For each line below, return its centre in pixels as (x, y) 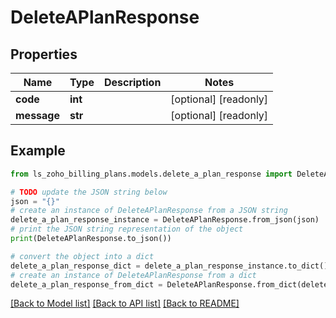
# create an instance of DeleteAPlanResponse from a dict (133, 275)
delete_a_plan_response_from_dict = (86, 284)
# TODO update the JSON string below (89, 192)
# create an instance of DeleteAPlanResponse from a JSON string (149, 211)
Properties (44, 54)
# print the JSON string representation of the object (127, 229)
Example (38, 151)
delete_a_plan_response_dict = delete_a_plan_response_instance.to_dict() (169, 266)
